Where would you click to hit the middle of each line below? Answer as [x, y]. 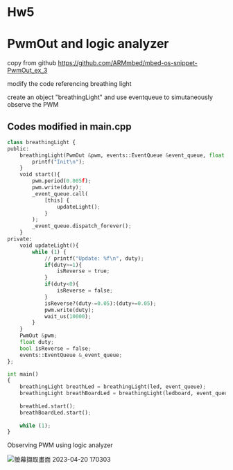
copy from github [32, 63]
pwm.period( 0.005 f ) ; [62, 181]
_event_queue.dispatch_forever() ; [82, 226]
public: [18, 149]
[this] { [57, 200]
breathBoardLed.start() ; [55, 412]
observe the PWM [33, 105]
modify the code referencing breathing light [69, 84]
